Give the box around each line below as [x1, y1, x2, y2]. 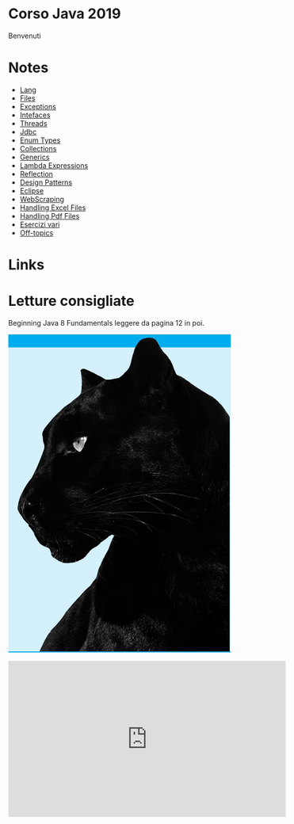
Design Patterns [19, 177, 73, 187]
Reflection [19, 169, 54, 178]
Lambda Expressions [19, 160, 89, 170]
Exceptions [19, 101, 57, 111]
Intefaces [19, 110, 51, 120]
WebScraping [19, 194, 65, 204]
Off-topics [19, 227, 54, 238]
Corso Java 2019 [8, 5, 121, 23]
